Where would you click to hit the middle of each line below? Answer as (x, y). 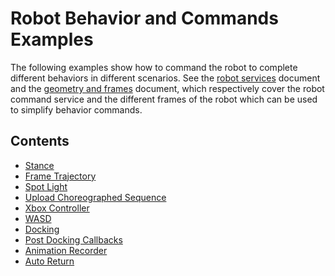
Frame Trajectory (60, 176)
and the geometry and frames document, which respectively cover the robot (167, 88)
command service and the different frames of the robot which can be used (164, 99)
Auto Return (49, 261)
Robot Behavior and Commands (144, 18)
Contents (40, 141)
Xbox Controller (57, 208)
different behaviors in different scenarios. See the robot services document (165, 78)
